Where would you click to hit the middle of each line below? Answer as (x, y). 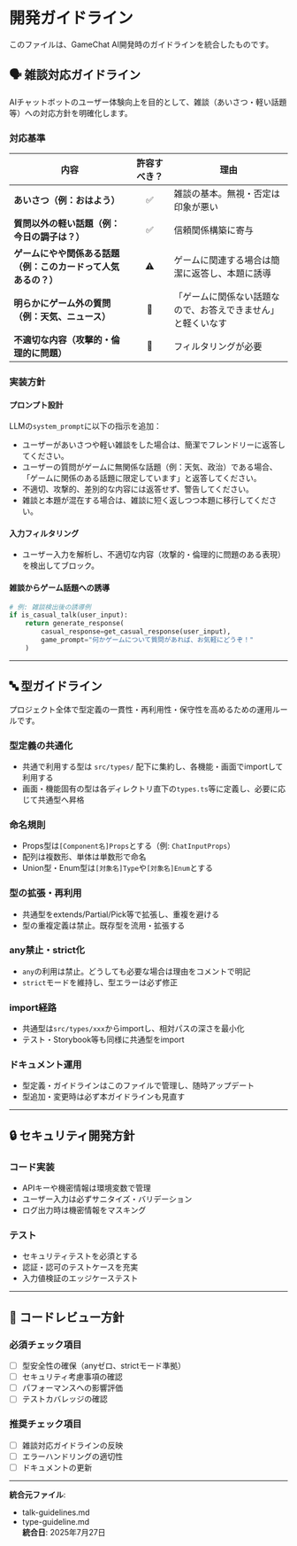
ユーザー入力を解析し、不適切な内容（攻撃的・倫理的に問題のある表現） (153, 555)
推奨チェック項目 (46, 1425)
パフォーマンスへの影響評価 (72, 1388)
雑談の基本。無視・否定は (227, 194)
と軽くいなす (200, 323)
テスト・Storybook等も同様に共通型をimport (103, 1040)
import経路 (33, 1007)
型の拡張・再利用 (46, 893)
